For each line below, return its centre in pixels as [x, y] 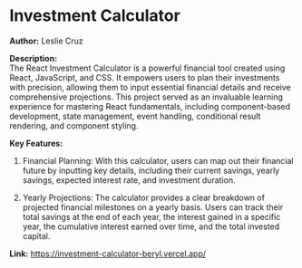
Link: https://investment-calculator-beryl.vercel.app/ [108, 254]
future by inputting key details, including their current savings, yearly [151, 170]
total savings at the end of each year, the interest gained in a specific [151, 216]
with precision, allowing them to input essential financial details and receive [151, 87]
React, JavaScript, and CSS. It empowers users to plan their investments [145, 77]
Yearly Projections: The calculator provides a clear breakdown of [144, 197]
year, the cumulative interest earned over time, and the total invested [151, 226]
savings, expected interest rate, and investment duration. [129, 180]
